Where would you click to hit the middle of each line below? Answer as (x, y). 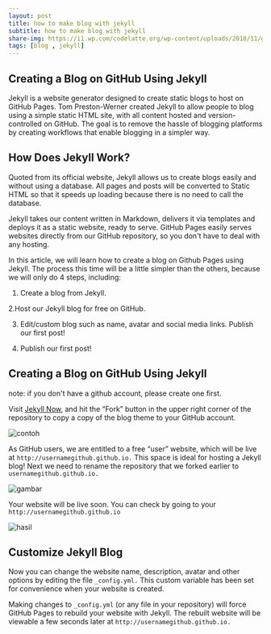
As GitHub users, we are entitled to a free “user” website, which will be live (133, 448)
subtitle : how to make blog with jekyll (77, 31)
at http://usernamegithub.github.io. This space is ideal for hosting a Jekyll (135, 457)
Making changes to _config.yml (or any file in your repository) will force (127, 605)
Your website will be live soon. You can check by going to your (112, 504)
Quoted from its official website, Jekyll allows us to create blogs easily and (132, 177)
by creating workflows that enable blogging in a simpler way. (109, 132)
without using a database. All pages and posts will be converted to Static (129, 186)
